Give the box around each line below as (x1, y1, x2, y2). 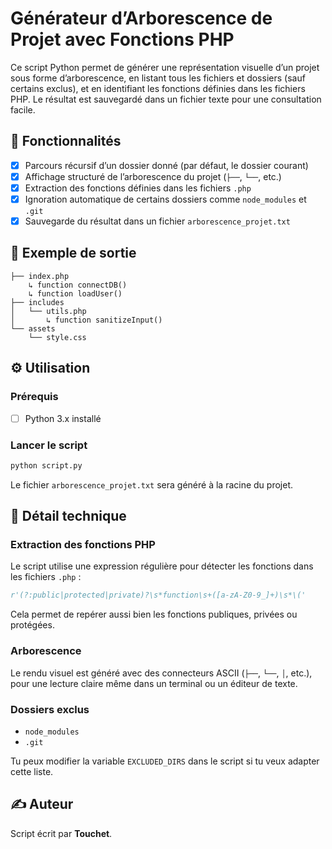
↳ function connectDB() (28, 280, 128, 290)
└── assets (10, 323, 56, 334)
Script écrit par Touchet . (10, 827, 113, 839)
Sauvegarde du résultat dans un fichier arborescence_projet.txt (24, 215, 291, 227)
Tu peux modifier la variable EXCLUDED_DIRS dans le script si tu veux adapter (10, 755, 320, 767)
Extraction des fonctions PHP (10, 538, 156, 552)
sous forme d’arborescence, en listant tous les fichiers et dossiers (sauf (10, 72, 306, 84)
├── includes (10, 297, 65, 307)
